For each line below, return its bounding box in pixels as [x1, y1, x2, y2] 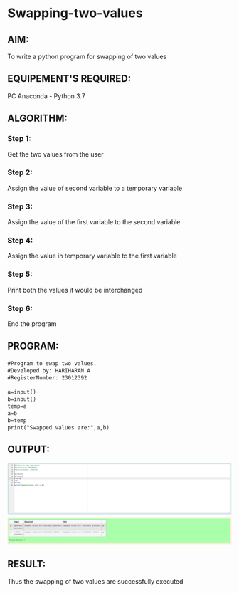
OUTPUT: [7, 444, 50, 456]
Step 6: [7, 303, 33, 313]
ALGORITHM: [7, 112, 68, 125]
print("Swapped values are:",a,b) [7, 424, 110, 431]
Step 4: [7, 236, 33, 246]
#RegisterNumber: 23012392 [7, 374, 87, 382]
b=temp [7, 416, 27, 424]
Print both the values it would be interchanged [7, 285, 143, 294]
